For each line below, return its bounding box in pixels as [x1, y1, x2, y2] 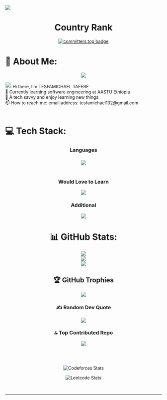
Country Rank [54, 22, 113, 33]
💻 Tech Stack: [5, 125, 67, 137]
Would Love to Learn [58, 178, 109, 185]
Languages [69, 146, 98, 153]
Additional [71, 202, 96, 209]
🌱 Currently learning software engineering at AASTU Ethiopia [5, 89, 130, 95]
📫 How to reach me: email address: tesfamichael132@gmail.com [5, 100, 139, 106]
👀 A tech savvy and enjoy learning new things [5, 94, 99, 100]
